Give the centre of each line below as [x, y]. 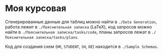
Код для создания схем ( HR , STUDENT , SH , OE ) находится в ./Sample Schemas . [82, 46]
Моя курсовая [36, 8]
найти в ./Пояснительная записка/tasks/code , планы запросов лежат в [78, 32]
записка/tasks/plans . [58, 37]
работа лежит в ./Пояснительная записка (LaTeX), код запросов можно [79, 27]
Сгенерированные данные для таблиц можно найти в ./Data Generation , [81, 22]
